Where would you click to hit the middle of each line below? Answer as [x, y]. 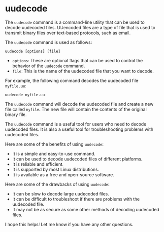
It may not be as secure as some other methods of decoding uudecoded [85, 209]
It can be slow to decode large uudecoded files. [61, 193]
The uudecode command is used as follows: [49, 42]
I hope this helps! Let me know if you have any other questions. [69, 224]
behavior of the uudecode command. [49, 66]
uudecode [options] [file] [33, 51]
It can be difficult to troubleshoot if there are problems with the [76, 199]
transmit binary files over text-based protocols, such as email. [68, 33]
